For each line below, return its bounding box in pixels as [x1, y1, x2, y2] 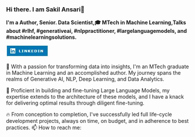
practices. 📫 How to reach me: [6, 124, 82, 131]
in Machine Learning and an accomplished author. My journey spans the [6, 69, 181, 76]
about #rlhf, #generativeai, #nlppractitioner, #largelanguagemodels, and [6, 28, 187, 35]
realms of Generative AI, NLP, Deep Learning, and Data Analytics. [6, 76, 164, 83]
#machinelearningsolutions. [6, 34, 77, 41]
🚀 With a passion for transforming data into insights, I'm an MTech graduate [6, 63, 189, 70]
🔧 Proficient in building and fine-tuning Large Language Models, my [6, 87, 170, 94]
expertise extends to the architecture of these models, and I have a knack [6, 93, 184, 101]
